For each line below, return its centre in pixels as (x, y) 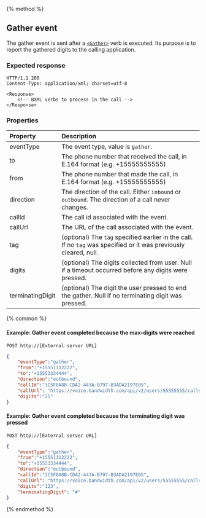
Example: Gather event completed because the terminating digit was (96, 416)
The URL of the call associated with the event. (127, 227)
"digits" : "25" (35, 396)
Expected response (36, 65)
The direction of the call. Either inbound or (121, 192)
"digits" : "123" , (38, 486)
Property (23, 136)
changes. (74, 207)
